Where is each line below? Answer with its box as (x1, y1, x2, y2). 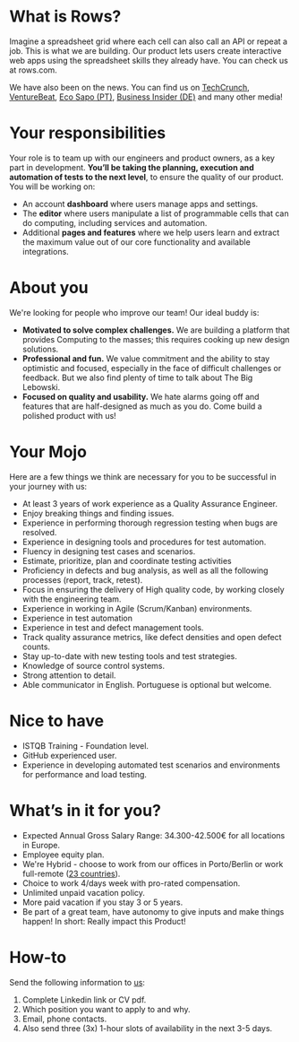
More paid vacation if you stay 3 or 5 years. (21, 897, 184, 907)
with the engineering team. (21, 594, 122, 604)
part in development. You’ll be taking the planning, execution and (9, 161, 255, 172)
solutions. (21, 343, 59, 354)
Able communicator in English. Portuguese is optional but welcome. (21, 679, 272, 690)
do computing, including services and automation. (21, 217, 208, 228)
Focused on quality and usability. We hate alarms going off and (21, 391, 260, 402)
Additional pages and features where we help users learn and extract (21, 227, 280, 238)
